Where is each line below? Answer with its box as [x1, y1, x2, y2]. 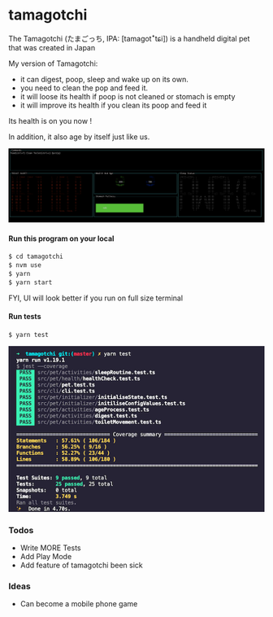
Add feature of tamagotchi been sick [19, 560, 144, 570]
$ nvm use [8, 261, 42, 269]
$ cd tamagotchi [8, 252, 63, 261]
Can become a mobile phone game [19, 599, 138, 609]
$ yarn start [8, 278, 53, 287]
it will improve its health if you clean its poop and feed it [19, 100, 207, 110]
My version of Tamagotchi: [8, 59, 98, 68]
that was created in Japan [8, 42, 96, 52]
